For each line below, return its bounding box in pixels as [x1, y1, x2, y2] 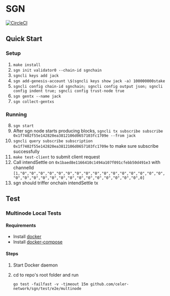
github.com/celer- [90, 281, 129, 287]
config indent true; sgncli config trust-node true [13, 88, 124, 93]
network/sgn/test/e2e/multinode [13, 286, 81, 291]
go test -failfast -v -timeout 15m [13, 281, 89, 287]
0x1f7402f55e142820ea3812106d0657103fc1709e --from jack [13, 133, 136, 138]
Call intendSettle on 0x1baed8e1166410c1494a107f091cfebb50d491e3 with [13, 159, 161, 165]
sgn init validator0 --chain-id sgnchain [13, 68, 102, 73]
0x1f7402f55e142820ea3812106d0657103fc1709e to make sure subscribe [13, 143, 159, 149]
